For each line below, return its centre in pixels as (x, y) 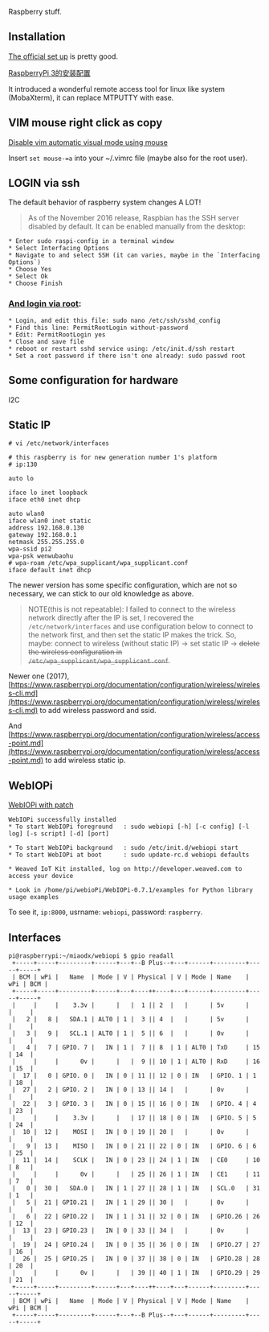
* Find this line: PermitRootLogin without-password (98, 328)
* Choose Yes (30, 270)
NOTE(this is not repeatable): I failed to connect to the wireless (132, 609)
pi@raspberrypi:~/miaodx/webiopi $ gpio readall (91, 956)
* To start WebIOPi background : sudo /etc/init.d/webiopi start (124, 848)
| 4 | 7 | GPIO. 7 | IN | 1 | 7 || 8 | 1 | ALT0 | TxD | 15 (136, 1047)
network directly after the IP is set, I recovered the (111, 618)
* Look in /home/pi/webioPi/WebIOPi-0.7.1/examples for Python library (130, 890)
